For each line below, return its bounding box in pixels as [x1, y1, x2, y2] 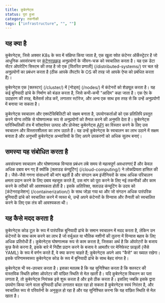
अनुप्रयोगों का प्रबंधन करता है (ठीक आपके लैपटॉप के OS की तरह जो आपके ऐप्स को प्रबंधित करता [5, 69, 154, 75]
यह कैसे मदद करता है [5, 214, 53, 223]
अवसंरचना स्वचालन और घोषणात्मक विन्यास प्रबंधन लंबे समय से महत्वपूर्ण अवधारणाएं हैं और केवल [5, 161, 153, 167]
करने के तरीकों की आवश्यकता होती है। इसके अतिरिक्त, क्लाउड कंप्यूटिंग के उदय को [5, 183, 136, 189]
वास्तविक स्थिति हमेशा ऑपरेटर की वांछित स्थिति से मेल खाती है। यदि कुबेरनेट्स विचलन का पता [5, 270, 152, 276]
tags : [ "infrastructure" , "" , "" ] [5, 21, 77, 26]
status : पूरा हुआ [5, 12, 35, 17]
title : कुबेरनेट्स [5, 7, 34, 12]
